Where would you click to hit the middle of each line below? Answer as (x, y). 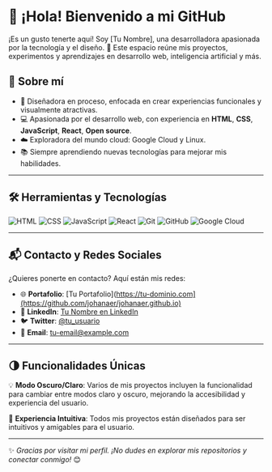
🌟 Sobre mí (36, 81)
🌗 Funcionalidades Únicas (77, 366)
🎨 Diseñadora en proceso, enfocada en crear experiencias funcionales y (140, 101)
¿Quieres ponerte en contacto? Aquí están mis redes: (97, 279)
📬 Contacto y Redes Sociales (85, 255)
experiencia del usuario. (49, 403)
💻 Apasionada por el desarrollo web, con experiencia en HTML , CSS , (136, 119)
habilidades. (40, 163)
